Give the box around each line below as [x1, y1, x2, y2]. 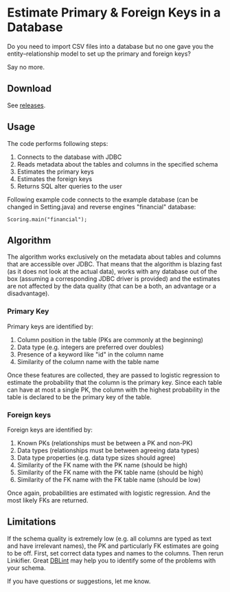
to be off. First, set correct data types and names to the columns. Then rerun [7, 549, 224, 557]
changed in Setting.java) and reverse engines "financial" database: [7, 202, 196, 211]
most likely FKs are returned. [7, 496, 89, 504]
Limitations [7, 516, 56, 528]
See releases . [7, 101, 46, 109]
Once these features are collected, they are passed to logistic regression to [7, 370, 220, 379]
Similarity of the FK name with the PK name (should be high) [16, 461, 188, 469]
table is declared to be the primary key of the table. [7, 392, 152, 401]
